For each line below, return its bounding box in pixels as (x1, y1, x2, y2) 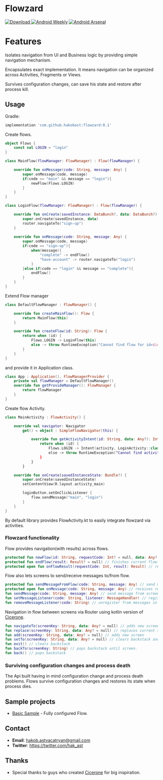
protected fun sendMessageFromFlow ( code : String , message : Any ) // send (5, 582, 155, 587)
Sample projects (5, 697, 56, 706)
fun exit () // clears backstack (5, 642, 70, 647)
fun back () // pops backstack (5, 651, 66, 656)
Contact (5, 724, 30, 733)
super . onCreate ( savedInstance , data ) (22, 216, 98, 221)
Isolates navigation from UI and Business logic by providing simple (5, 52, 138, 58)
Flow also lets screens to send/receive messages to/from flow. (5, 573, 130, 579)
